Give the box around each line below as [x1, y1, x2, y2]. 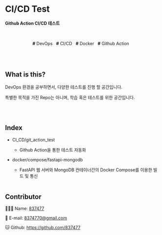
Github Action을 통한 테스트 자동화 [19, 147, 86, 153]
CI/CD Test [5, 3, 50, 15]
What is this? [5, 70, 46, 79]
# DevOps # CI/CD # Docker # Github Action [32, 40, 129, 46]
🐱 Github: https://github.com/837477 [5, 225, 81, 231]
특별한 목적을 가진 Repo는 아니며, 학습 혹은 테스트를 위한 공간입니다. [5, 94, 135, 100]
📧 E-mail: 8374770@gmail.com [5, 215, 67, 221]
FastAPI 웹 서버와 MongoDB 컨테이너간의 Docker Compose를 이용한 [19, 167, 152, 173]
